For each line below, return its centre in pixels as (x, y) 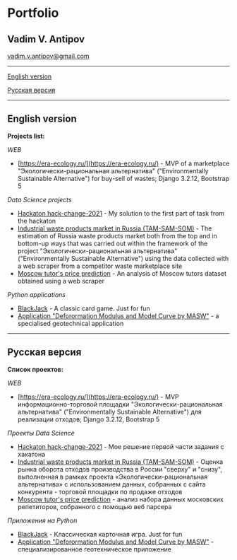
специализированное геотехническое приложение (94, 549)
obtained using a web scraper (61, 281)
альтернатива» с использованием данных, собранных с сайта (111, 484)
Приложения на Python (42, 520)
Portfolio (33, 13)
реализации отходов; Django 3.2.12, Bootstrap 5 (89, 419)
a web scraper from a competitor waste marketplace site (100, 266)
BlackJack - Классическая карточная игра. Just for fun (100, 534)
